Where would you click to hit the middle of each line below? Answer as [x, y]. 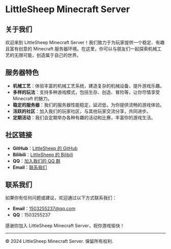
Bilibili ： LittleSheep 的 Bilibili [43, 154]
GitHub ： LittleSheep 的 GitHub [45, 148]
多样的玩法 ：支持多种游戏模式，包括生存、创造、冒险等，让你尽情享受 [86, 92]
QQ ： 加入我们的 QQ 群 [36, 161]
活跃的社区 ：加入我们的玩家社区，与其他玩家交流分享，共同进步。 [82, 111]
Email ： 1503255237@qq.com [44, 208]
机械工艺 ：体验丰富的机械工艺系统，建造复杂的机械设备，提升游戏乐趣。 [88, 86]
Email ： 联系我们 [30, 167]
